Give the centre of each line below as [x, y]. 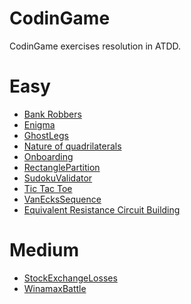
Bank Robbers [52, 114]
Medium [44, 250]
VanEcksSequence [62, 199]
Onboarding [48, 156]
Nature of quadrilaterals [72, 146]
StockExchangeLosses [70, 278]
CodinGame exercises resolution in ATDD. [95, 46]
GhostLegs [46, 135]
